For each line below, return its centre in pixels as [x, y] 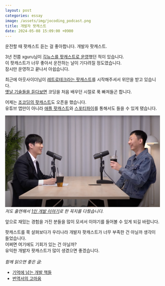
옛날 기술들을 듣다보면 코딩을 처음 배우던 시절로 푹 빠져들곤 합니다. [69, 92]
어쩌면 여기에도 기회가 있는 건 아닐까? [41, 244]
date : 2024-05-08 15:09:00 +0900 [39, 31]
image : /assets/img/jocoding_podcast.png [48, 21]
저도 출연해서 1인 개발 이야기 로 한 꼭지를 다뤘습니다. [55, 211]
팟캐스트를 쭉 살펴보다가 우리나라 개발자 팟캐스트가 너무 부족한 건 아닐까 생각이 [81, 232]
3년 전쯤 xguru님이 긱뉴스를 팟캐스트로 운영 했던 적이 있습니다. [65, 57]
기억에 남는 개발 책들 [32, 272]
